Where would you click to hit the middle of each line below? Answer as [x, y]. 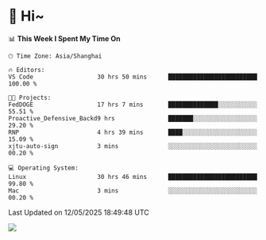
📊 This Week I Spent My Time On [64, 38]
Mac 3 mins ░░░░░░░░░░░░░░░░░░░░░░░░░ [133, 190]
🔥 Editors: [27, 70]
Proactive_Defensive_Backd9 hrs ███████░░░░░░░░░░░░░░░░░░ [133, 118]
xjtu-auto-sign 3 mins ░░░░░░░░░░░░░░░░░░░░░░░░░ [133, 146]
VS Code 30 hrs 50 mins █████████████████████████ [133, 77]
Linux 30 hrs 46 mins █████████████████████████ [133, 177]
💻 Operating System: [44, 168]
